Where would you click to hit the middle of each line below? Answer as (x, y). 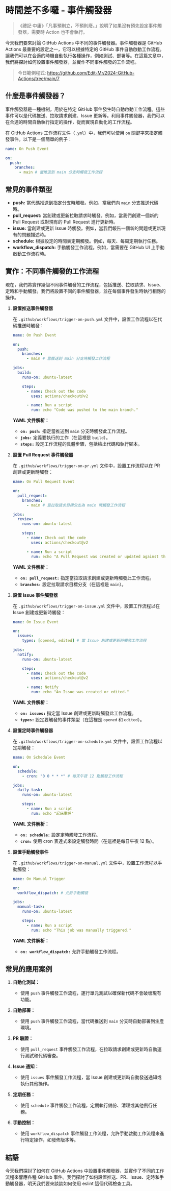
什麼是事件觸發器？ (35, 96)
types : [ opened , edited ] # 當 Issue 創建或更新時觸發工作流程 (84, 641)
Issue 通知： (26, 1066)
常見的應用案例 (29, 969)
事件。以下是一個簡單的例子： (41, 139)
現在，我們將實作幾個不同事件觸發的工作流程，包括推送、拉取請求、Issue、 (84, 284)
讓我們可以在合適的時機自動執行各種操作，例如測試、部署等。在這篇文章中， (85, 55)
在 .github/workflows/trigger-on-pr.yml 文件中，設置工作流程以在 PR (86, 466)
